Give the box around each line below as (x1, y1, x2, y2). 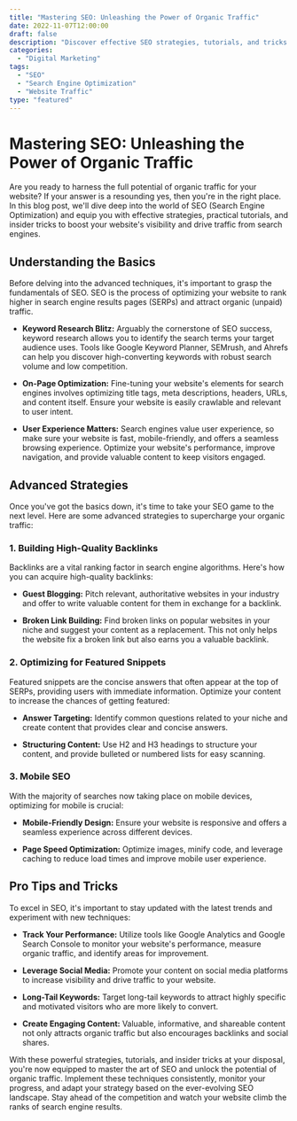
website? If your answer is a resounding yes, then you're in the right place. (9, 191, 282, 202)
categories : (9, 46, 53, 55)
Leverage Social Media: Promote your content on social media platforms (21, 965, 288, 976)
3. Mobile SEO (9, 770, 71, 782)
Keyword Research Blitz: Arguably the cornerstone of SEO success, (21, 323, 273, 334)
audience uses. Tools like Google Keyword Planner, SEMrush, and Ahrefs (21, 342, 288, 353)
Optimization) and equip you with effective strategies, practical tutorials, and (9, 210, 288, 221)
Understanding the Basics (9, 254, 156, 269)
